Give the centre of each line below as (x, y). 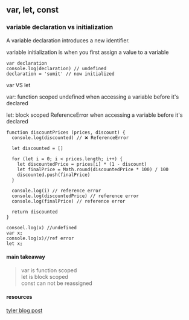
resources (19, 297)
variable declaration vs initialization (60, 27)
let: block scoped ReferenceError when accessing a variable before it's (94, 115)
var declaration (27, 63)
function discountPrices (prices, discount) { (66, 132)
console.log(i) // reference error (56, 191)
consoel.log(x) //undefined (42, 227)
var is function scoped (49, 270)
